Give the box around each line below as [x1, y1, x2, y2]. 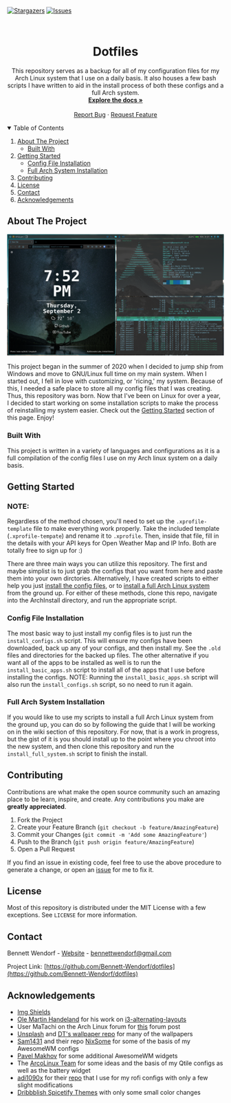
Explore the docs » [88, 96, 143, 104]
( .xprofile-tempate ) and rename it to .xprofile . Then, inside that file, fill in [7, 532, 219, 540]
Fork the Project [16, 816, 63, 824]
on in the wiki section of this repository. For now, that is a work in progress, [7, 728, 220, 736]
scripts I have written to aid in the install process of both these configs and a [7, 81, 224, 89]
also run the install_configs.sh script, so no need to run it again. [7, 680, 193, 688]
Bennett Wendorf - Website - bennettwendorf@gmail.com [7, 949, 172, 957]
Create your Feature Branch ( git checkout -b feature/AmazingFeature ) [16, 822, 219, 831]
